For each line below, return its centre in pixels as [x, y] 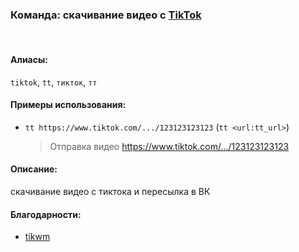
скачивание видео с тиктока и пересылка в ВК [110, 191]
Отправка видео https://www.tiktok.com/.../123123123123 [169, 146]
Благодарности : [46, 214]
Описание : [34, 169]
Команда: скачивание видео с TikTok [106, 15]
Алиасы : [29, 59]
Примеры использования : [68, 105]
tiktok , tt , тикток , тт [54, 82]
